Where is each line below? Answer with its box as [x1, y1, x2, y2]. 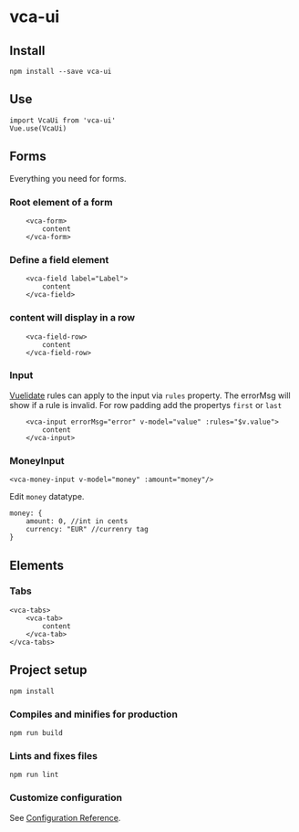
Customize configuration [9, 792, 123, 805]
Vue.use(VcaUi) [9, 123, 67, 133]
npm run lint [9, 770, 59, 780]
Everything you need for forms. [9, 173, 127, 184]
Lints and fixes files [9, 749, 98, 762]
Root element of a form [9, 195, 113, 208]
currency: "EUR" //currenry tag [26, 525, 149, 534]
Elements [9, 557, 65, 573]
